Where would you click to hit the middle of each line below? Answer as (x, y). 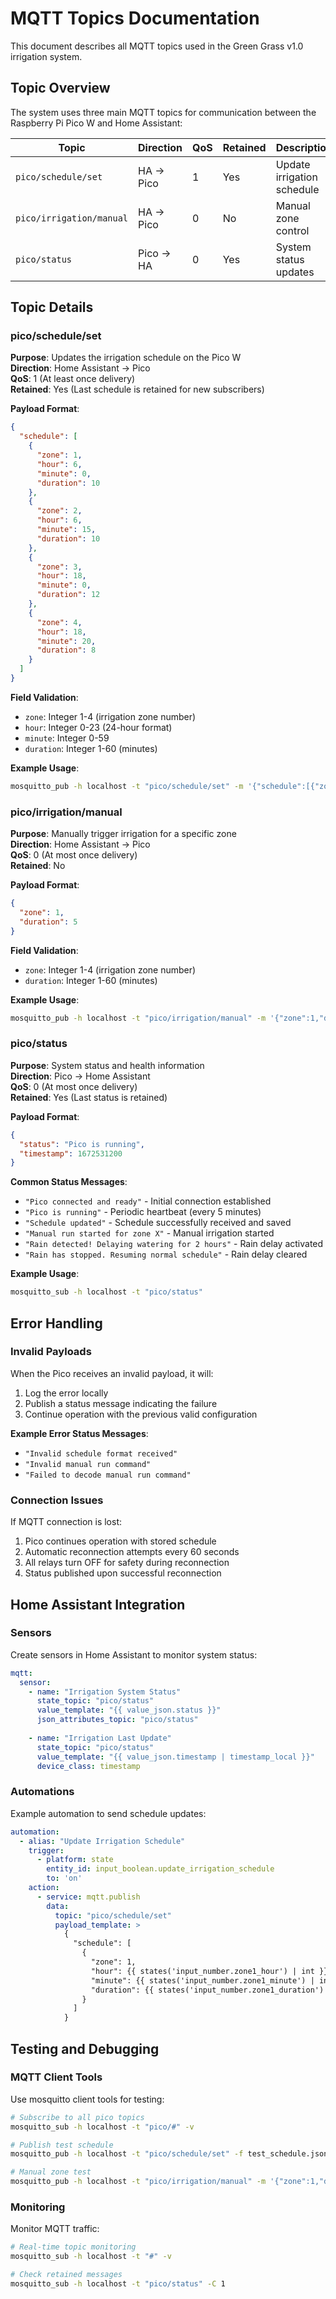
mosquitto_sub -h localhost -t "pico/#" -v (102, 2127)
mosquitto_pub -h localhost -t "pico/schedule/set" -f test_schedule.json (169, 2154)
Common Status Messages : (69, 1182)
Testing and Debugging (85, 2048)
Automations (42, 1792)
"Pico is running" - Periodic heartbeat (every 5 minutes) (143, 1212)
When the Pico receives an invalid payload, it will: (112, 1373)
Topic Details (52, 307)
